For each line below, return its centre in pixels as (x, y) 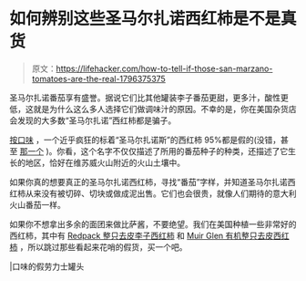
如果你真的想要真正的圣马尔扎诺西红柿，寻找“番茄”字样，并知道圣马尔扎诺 (149, 182)
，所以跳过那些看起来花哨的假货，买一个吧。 (103, 246)
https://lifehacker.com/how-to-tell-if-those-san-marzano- (164, 68)
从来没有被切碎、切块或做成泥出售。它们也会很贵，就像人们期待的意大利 (161, 193)
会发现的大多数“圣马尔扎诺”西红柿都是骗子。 (93, 120)
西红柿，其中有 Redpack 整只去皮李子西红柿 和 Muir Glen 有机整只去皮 (142, 235)
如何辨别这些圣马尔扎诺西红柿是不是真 (153, 19)
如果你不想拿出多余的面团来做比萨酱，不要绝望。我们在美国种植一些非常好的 (153, 224)
